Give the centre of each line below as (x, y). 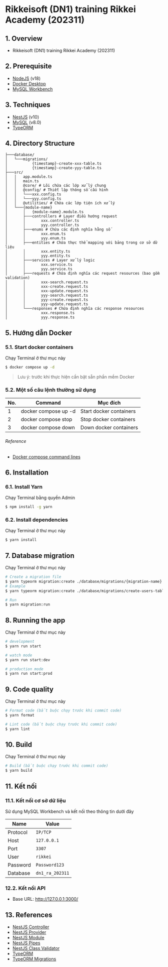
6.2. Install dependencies (37, 520)
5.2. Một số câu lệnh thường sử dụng (50, 390)
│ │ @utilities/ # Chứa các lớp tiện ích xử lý (60, 203)
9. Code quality (29, 689)
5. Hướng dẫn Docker (39, 333)
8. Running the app (35, 620)
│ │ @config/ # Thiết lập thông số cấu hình (57, 190)
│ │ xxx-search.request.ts (47, 282)
